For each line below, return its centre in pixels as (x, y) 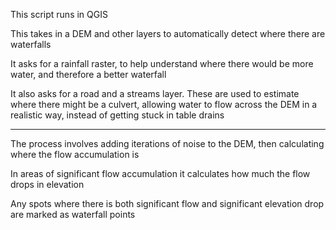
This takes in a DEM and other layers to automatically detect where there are (168, 33)
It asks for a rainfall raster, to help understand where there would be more (162, 63)
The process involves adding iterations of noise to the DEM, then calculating (167, 143)
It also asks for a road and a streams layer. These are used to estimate (155, 93)
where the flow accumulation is (75, 154)
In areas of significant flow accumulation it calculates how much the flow (160, 173)
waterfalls (31, 44)
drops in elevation (47, 184)
